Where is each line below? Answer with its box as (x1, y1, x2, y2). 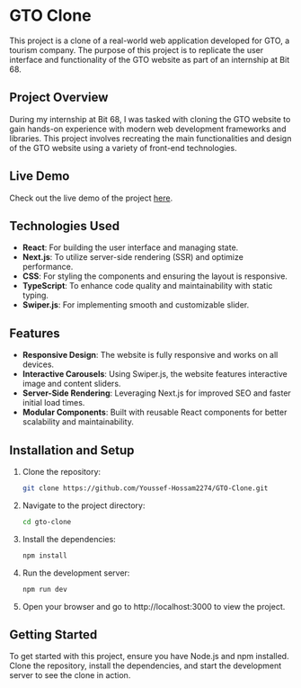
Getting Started (9, 627, 98, 642)
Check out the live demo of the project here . (9, 192, 173, 203)
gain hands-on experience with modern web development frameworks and (9, 123, 287, 134)
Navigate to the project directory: (22, 500, 146, 511)
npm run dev (22, 585, 67, 594)
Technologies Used (9, 218, 120, 234)
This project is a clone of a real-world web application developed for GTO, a (9, 35, 290, 46)
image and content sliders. (22, 379, 121, 389)
